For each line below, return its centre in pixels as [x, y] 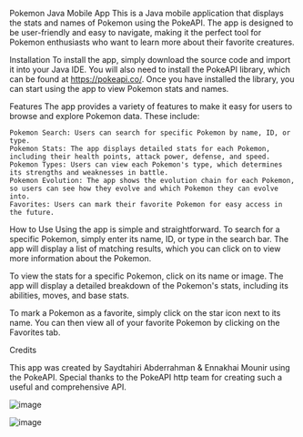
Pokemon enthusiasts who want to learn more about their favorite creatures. [152, 42]
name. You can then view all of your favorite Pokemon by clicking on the [145, 323]
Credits [23, 350]
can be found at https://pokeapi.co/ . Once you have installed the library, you [152, 79]
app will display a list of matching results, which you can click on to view [145, 249]
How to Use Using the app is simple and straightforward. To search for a [145, 229]
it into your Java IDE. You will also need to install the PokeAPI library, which [150, 69]
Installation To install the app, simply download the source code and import [150, 60]
